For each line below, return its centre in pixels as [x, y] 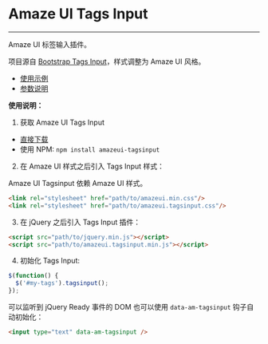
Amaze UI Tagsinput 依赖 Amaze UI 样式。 [78, 183]
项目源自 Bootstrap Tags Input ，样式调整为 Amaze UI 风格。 [107, 61]
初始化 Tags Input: [50, 261]
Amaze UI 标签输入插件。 [50, 44]
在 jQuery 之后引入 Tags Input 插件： [80, 222]
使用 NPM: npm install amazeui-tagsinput [90, 149]
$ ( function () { [33, 276]
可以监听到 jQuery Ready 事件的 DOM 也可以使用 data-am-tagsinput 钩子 [128, 307]
